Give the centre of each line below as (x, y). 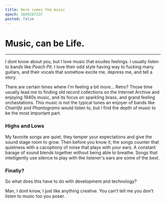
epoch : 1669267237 (24, 14)
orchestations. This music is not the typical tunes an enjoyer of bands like (80, 103)
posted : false (20, 19)
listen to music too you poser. (35, 196)
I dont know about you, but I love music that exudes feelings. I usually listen (82, 62)
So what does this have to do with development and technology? (71, 181)
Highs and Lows (25, 126)
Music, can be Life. (45, 43)
